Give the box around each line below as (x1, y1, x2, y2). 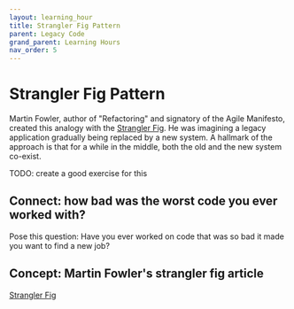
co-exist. (9, 151, 42, 162)
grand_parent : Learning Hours (9, 37, 121, 47)
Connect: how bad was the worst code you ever (9, 194, 278, 209)
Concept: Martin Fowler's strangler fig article (9, 267, 264, 282)
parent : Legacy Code (9, 29, 86, 38)
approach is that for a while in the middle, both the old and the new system (9, 142, 282, 152)
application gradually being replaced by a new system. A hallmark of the (9, 132, 273, 143)
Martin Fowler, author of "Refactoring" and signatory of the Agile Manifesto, (9, 113, 286, 124)
